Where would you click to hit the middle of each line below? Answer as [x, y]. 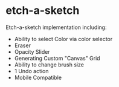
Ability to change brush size [49, 65]
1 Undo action [31, 71]
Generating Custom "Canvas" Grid [57, 58]
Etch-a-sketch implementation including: [56, 27]
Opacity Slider [32, 51]
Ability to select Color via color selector [63, 39]
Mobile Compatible [38, 77]
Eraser [23, 45]
